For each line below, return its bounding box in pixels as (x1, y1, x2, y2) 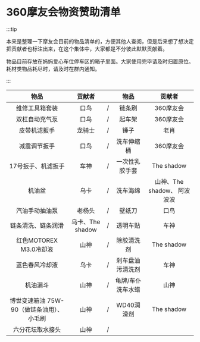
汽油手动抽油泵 (15, 206, 58, 215)
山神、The (154, 177, 184, 186)
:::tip (6, 25, 17, 33)
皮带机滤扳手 (18, 126, 55, 134)
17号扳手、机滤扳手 (9, 162, 65, 170)
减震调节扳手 (18, 142, 55, 150)
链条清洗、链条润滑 (10, 221, 64, 230)
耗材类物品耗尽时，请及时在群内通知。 (6, 65, 100, 72)
